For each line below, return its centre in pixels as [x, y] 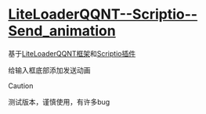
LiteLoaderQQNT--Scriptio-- [103, 14]
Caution [21, 85]
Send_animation [62, 31]
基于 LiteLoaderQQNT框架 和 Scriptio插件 [72, 53]
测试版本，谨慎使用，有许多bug [59, 102]
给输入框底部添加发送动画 [49, 70]
